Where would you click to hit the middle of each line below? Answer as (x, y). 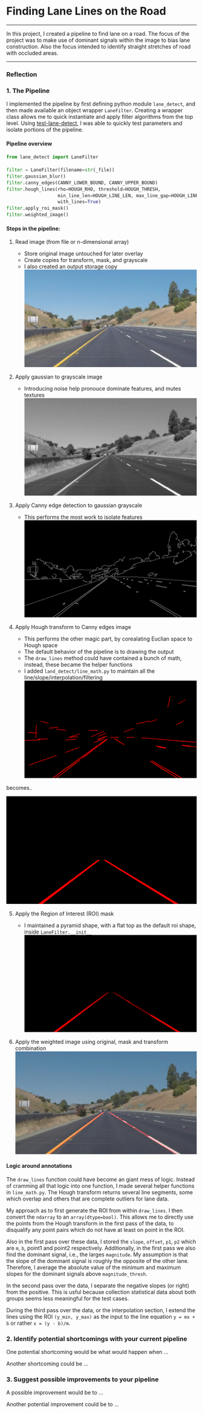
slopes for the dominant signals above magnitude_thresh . (77, 1274)
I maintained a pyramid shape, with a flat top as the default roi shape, (110, 925)
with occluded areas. (32, 53)
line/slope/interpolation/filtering (63, 678)
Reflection (22, 74)
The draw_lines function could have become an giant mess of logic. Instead (101, 1179)
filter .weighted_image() (37, 215)
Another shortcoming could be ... (47, 1364)
